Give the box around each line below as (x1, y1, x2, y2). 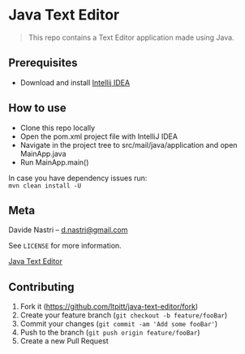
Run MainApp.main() (19, 157, 89, 167)
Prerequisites (8, 56, 78, 70)
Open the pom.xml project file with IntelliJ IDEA (19, 132, 178, 141)
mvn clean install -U (8, 181, 82, 190)
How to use (8, 101, 67, 115)
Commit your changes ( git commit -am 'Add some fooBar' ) (19, 319, 218, 329)
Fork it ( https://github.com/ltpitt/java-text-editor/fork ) (19, 302, 199, 312)
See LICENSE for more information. (8, 241, 122, 251)
